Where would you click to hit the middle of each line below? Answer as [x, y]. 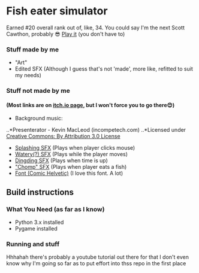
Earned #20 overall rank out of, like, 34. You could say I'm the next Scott [95, 28]
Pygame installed [36, 229]
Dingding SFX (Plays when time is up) [61, 160]
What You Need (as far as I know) [55, 209]
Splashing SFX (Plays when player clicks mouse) [75, 148]
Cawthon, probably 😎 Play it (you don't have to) [66, 34]
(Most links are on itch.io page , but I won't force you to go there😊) [91, 105]
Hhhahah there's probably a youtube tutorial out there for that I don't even [97, 257]
